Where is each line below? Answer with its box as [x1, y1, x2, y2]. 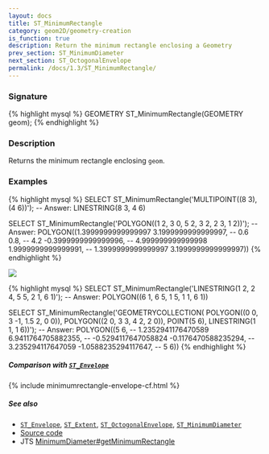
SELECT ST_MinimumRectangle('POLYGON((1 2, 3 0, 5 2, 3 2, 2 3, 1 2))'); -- [8, 218, 259, 228]
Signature [8, 90, 48, 101]
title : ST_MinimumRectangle [8, 19, 103, 27]
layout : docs [8, 11, 52, 20]
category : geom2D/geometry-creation [8, 27, 131, 35]
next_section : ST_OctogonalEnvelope [8, 57, 131, 65]
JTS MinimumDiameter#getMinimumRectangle [19, 436, 176, 446]
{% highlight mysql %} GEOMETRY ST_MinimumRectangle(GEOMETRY [8, 109, 244, 119]
